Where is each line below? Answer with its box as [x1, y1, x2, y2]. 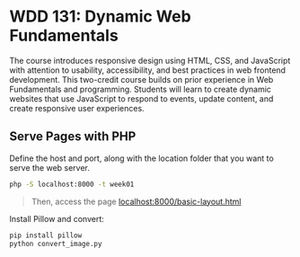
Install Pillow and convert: [9, 213, 105, 224]
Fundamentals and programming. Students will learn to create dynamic [9, 84, 272, 94]
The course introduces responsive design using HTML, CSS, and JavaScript [9, 55, 291, 66]
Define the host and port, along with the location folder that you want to [9, 153, 274, 164]
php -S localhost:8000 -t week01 [9, 180, 135, 189]
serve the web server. [9, 162, 90, 173]
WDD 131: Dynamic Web [9, 6, 191, 27]
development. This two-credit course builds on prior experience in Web [9, 74, 274, 84]
